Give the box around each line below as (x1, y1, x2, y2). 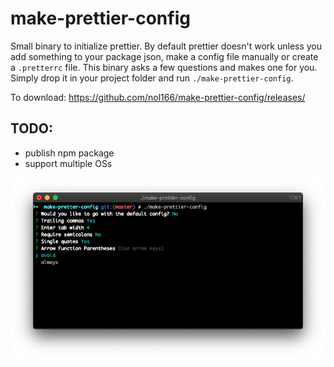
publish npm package (24, 147, 115, 159)
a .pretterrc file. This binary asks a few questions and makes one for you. (10, 61, 318, 73)
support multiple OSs (24, 157, 113, 169)
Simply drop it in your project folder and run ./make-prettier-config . (10, 72, 294, 84)
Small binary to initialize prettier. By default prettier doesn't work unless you (10, 40, 323, 52)
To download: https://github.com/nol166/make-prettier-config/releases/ (10, 91, 306, 103)
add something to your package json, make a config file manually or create (10, 50, 319, 62)
